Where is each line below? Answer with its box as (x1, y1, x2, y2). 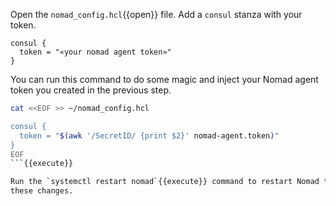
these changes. (10, 186, 74, 196)
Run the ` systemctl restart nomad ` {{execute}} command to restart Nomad (10, 177, 320, 187)
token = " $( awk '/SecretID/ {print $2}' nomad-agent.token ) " (19, 130, 280, 141)
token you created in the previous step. (10, 84, 172, 96)
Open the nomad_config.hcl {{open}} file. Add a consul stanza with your (10, 9, 303, 20)
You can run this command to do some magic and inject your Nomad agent (10, 74, 319, 85)
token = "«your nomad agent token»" (19, 47, 172, 57)
